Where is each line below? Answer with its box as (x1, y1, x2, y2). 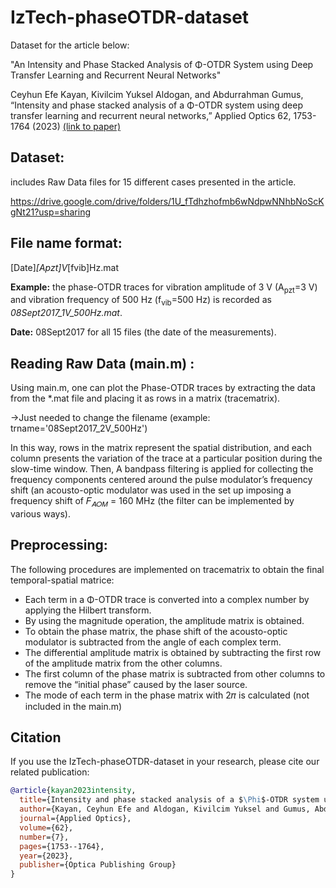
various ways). (10, 507, 71, 520)
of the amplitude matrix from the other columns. (24, 657, 223, 669)
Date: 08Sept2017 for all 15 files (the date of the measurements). (10, 326, 277, 338)
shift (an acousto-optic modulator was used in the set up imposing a (10, 484, 292, 496)
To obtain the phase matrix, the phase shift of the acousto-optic (24, 625, 288, 637)
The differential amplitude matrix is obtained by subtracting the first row (24, 646, 322, 658)
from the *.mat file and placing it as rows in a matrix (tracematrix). (10, 392, 281, 404)
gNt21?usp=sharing (10, 206, 91, 218)
